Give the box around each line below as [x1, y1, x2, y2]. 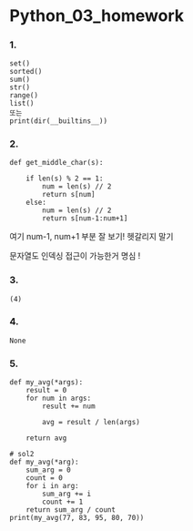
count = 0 [25, 474, 64, 483]
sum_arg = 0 [25, 465, 71, 475]
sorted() [9, 66, 43, 76]
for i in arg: [25, 482, 79, 491]
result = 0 [25, 386, 67, 395]
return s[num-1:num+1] [42, 214, 128, 223]
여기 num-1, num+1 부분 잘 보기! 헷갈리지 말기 [9, 231, 174, 242]
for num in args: [25, 393, 92, 403]
